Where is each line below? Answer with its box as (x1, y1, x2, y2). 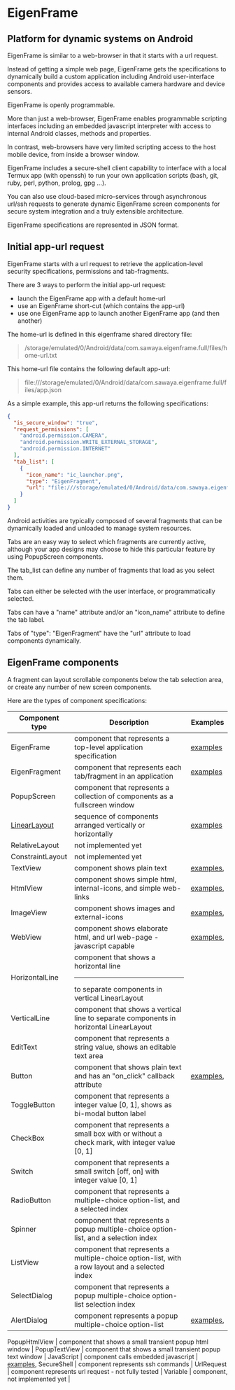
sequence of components (74, 811, 159, 821)
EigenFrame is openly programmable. (7, 101, 115, 109)
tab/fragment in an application (74, 771, 173, 781)
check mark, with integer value (74, 1137, 176, 1147)
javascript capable (74, 940, 135, 950)
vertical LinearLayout (74, 993, 144, 1003)
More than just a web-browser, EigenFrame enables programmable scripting (7, 114, 227, 123)
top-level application (74, 742, 143, 752)
